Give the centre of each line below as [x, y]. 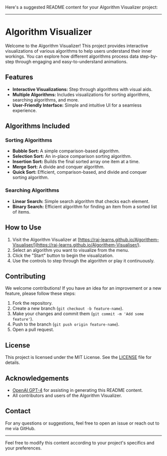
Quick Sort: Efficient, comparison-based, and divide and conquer [80, 172]
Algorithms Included [38, 126]
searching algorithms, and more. [45, 100]
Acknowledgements [37, 378]
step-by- [149, 56]
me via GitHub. [20, 428]
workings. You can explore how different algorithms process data [72, 56]
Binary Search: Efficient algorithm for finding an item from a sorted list [85, 207]
